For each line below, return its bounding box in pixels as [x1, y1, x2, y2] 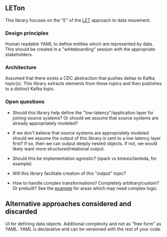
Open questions [5, 98, 45, 105]
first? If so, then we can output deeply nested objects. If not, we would [12, 140, 158, 146]
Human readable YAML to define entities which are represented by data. [5, 41, 154, 47]
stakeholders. [5, 52, 33, 58]
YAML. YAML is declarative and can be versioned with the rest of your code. [5, 226, 162, 232]
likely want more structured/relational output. [12, 145, 105, 151]
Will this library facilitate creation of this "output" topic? [12, 170, 126, 176]
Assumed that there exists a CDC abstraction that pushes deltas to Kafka [5, 75, 155, 81]
